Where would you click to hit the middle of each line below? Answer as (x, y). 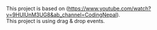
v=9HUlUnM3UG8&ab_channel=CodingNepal (62, 15)
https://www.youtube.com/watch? (109, 9)
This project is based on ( (37, 9)
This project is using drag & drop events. (56, 21)
